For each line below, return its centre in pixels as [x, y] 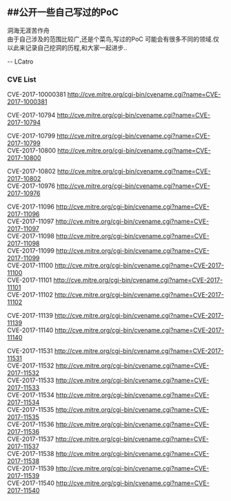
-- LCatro [20, 62]
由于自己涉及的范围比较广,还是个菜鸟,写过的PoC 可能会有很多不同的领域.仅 [113, 39]
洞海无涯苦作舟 [28, 30]
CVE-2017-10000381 [37, 95]
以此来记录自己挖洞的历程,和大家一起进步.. [67, 48]
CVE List [22, 79]
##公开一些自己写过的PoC [63, 12]
